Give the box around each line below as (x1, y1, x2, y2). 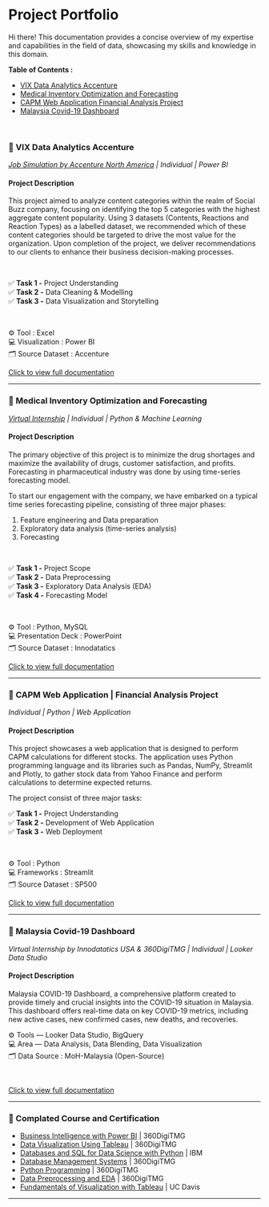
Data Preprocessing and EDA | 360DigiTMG (19, 1174, 164, 1184)
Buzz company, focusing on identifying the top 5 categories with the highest (8, 205, 260, 214)
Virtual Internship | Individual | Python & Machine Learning (8, 414, 203, 423)
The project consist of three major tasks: (8, 793, 143, 803)
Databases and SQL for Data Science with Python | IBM (19, 1148, 203, 1158)
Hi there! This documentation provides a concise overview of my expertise (8, 32, 254, 42)
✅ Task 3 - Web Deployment (8, 827, 102, 837)
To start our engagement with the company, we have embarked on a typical (8, 491, 258, 500)
